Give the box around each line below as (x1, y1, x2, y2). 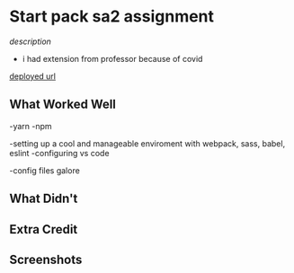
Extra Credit (9, 222, 78, 237)
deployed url (9, 70, 57, 82)
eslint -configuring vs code (9, 147, 110, 158)
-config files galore (9, 164, 81, 176)
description (9, 36, 52, 47)
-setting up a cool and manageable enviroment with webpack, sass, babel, (9, 137, 286, 149)
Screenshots (9, 251, 83, 267)
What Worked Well (9, 97, 117, 112)
